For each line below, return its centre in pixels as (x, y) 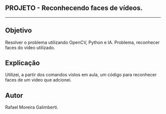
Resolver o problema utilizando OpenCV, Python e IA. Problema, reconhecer (83, 42)
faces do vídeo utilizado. (30, 47)
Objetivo (19, 31)
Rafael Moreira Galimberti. (32, 107)
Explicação (22, 63)
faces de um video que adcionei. (38, 80)
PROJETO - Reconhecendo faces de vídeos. (74, 8)
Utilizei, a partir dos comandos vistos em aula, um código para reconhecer (81, 75)
